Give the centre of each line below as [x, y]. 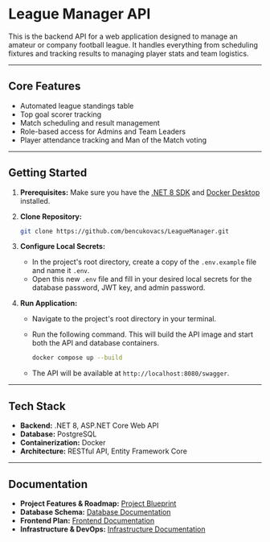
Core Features [45, 87]
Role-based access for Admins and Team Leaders [103, 131]
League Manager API [80, 14]
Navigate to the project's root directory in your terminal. [124, 319]
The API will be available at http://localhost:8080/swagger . [131, 373]
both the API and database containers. [95, 343]
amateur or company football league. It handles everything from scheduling [133, 44]
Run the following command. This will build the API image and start [143, 334]
